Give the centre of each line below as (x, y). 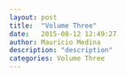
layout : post (33, 17)
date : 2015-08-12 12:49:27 (63, 34)
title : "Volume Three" (53, 26)
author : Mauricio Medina (55, 42)
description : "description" (61, 50)
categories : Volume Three (57, 58)
